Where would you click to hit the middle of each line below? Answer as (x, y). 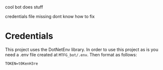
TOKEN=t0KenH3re (21, 63)
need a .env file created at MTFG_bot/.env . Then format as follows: (71, 54)
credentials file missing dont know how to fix (50, 16)
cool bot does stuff (24, 7)
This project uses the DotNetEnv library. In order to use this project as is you (82, 49)
